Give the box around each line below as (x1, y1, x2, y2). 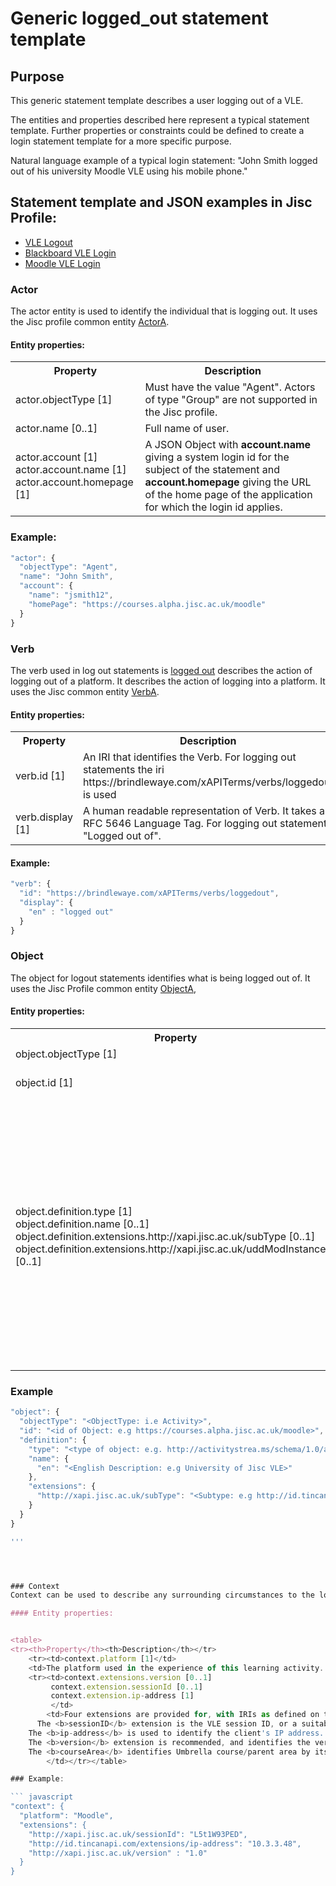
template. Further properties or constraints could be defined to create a (10, 125, 305, 136)
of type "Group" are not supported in (144, 393, 318, 407)
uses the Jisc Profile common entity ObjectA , (10, 982, 197, 994)
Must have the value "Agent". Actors (144, 380, 316, 394)
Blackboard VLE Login (24, 247, 117, 259)
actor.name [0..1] (15, 422, 98, 436)
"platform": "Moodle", (19, 1811, 114, 1821)
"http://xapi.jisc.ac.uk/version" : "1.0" (28, 1848, 208, 1858)
